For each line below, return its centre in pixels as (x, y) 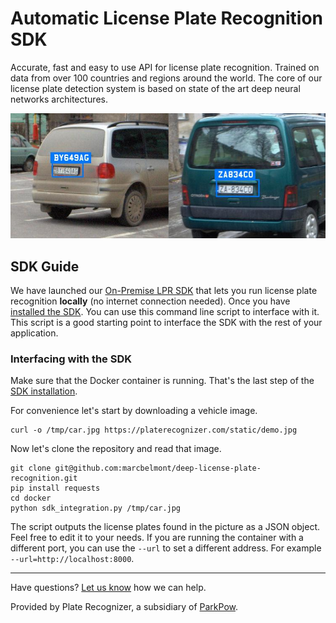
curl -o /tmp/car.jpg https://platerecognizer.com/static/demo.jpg (154, 430)
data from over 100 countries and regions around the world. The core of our (166, 78)
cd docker (31, 498)
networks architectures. (59, 99)
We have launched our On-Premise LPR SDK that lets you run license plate (164, 290)
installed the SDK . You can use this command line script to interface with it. (165, 311)
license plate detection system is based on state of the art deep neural (155, 88)
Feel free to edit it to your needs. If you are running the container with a (157, 538)
